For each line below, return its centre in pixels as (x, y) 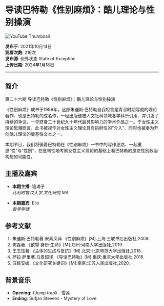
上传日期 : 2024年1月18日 (30, 65)
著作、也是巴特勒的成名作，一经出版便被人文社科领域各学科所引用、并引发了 (82, 115)
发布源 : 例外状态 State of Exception (40, 58)
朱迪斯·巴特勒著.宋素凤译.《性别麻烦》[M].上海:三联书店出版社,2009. (81, 239)
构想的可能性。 (20, 156)
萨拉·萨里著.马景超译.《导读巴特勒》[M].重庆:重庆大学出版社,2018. (78, 257)
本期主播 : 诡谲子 (28, 186)
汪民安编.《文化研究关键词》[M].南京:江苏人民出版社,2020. (71, 263)
